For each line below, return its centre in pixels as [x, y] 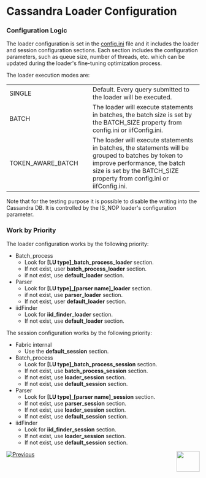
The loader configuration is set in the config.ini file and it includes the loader [103, 44]
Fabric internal [33, 344]
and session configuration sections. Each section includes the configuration [102, 50]
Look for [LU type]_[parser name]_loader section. [88, 288]
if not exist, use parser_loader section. [74, 295]
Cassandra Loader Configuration [92, 11]
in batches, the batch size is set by [142, 115]
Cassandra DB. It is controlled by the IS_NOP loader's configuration [91, 208]
